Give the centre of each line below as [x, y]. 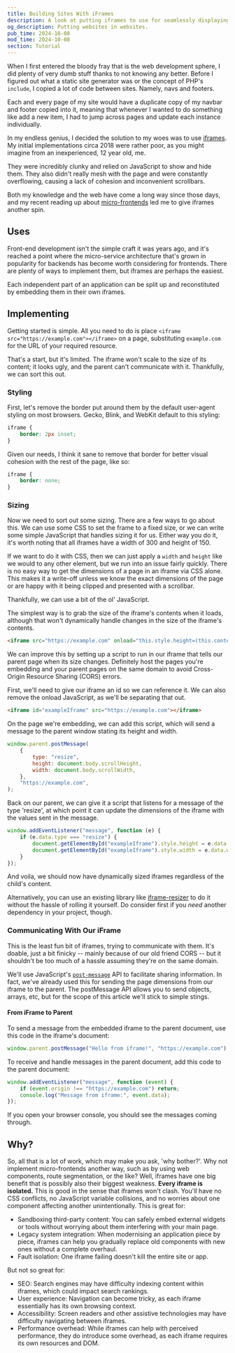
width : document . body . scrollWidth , [84, 770]
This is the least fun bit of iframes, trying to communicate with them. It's [111, 946]
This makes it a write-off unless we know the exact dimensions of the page [115, 579]
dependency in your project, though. [60, 912]
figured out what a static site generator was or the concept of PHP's [106, 81]
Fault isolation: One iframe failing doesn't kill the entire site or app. [113, 1256]
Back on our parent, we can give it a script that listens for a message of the [115, 803]
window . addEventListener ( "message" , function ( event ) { [90, 1082]
